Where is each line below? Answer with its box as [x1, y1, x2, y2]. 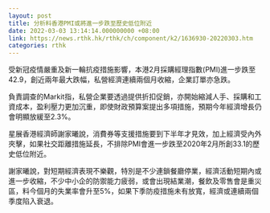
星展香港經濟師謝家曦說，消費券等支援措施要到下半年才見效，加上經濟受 [8, 129, 247, 139]
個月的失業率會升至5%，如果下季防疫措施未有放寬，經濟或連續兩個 [35, 186, 260, 196]
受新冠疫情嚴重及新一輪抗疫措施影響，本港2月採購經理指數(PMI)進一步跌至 [8, 65, 256, 75]
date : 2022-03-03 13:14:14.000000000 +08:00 [8, 27, 160, 35]
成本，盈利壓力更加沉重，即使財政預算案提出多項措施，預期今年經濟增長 [14, 102, 255, 112]
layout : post [8, 11, 52, 20]
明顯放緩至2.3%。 [14, 112, 76, 121]
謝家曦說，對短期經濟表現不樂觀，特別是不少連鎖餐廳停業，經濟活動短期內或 [8, 166, 262, 176]
